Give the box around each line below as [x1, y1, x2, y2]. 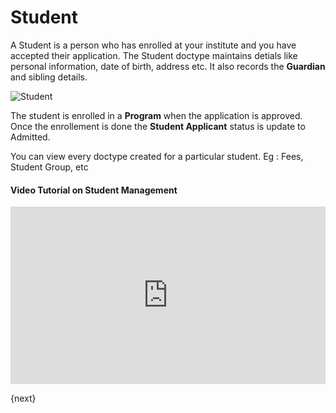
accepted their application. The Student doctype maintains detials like [10, 49, 298, 61]
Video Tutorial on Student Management [10, 184, 178, 196]
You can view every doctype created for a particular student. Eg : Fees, [10, 150, 304, 162]
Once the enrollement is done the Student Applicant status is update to [10, 120, 306, 132]
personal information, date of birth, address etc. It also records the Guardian [10, 60, 326, 72]
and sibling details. [10, 71, 88, 83]
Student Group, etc [10, 161, 89, 173]
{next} [10, 392, 37, 404]
